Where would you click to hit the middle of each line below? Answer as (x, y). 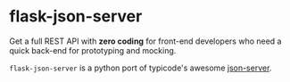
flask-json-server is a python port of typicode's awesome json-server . (141, 68)
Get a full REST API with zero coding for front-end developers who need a (145, 41)
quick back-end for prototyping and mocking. (93, 50)
